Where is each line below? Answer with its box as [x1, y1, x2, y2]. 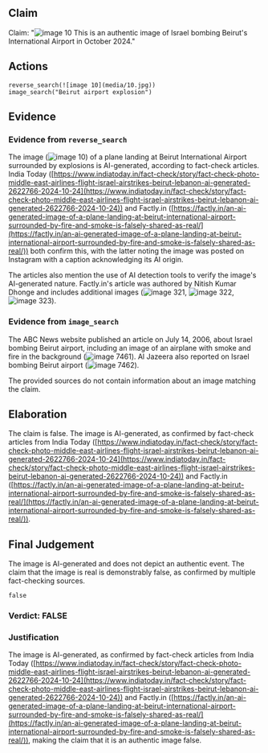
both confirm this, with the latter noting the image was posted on [30, 246, 245, 256]
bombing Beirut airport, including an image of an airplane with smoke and [8, 343, 251, 352]
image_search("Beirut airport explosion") [8, 88, 152, 96]
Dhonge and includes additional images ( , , [8, 287, 234, 297]
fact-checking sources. [8, 576, 86, 586]
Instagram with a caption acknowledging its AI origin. [8, 255, 184, 265]
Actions [8, 60, 48, 73]
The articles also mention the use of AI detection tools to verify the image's [8, 270, 257, 280]
